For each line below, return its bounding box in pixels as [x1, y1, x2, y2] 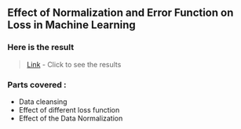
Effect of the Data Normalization [18, 113, 123, 123]
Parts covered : [7, 79, 68, 90]
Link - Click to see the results [26, 59, 122, 69]
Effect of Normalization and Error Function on [7, 6, 234, 20]
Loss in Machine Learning [7, 19, 137, 32]
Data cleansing [18, 97, 68, 106]
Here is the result [7, 42, 75, 53]
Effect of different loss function [18, 105, 120, 114]
